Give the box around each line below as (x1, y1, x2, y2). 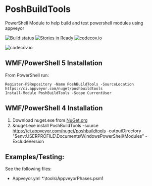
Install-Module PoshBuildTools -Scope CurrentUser (5, 91, 112, 95)
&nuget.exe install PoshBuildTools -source (12, 122, 99, 128)
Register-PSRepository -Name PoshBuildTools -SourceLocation (5, 82, 134, 87)
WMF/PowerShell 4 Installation (5, 104, 103, 112)
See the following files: (5, 166, 52, 172)
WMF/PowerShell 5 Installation (5, 59, 102, 68)
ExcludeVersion (12, 138, 45, 144)
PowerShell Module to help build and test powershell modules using (5, 20, 144, 26)
